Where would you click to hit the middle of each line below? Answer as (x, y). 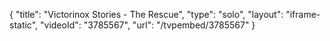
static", (24, 25)
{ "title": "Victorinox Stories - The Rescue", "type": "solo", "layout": (146, 14)
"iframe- (303, 14)
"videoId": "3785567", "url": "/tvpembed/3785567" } (148, 25)
